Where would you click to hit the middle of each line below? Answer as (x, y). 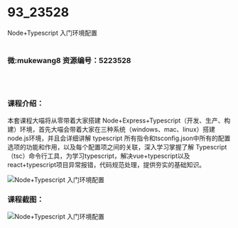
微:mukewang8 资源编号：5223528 (69, 60)
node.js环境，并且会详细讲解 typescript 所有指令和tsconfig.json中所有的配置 (119, 138)
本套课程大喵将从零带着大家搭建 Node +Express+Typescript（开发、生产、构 (119, 120)
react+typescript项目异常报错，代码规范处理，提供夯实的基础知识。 (107, 164)
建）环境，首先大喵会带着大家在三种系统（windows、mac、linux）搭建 (111, 129)
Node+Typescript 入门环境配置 (52, 33)
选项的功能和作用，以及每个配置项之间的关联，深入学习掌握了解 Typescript (117, 147)
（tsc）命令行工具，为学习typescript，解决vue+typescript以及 (99, 156)
